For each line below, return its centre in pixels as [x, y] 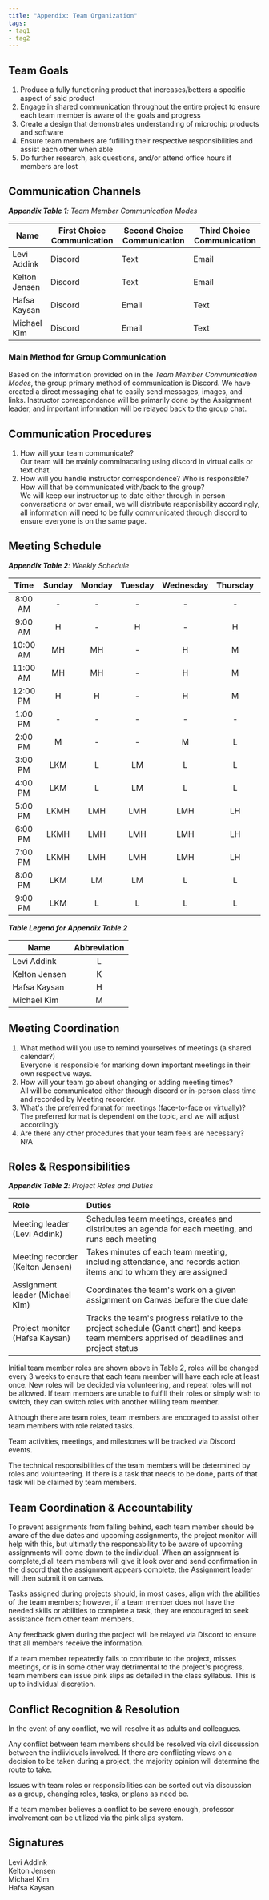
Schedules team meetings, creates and [160, 1219]
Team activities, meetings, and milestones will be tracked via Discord [122, 1441]
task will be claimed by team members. [73, 1483]
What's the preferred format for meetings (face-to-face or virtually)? [132, 1107]
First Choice [82, 231]
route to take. [30, 1769]
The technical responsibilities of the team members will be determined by [129, 1465]
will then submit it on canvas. [56, 1578]
